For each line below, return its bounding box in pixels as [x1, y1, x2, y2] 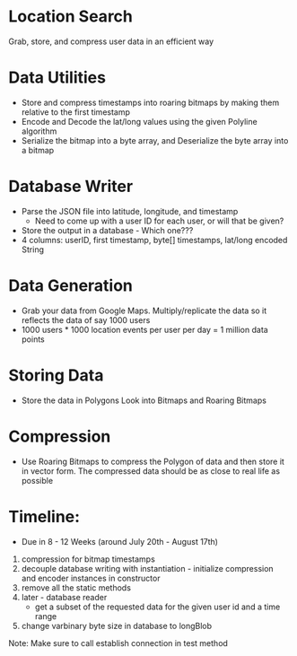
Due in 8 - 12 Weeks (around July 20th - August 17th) [21, 536, 219, 547]
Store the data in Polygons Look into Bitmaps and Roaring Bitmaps [21, 395, 266, 406]
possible [21, 475, 54, 485]
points [21, 334, 46, 345]
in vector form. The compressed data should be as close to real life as [21, 465, 280, 477]
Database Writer [8, 177, 134, 197]
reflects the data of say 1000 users [21, 314, 151, 325]
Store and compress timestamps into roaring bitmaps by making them [21, 97, 280, 108]
